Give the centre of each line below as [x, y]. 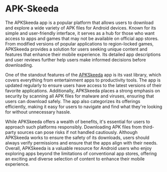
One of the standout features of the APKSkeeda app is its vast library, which [83, 74]
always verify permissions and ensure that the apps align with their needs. [82, 142]
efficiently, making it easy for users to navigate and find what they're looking [84, 106]
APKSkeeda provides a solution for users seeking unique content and [76, 49]
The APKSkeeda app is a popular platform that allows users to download [79, 22]
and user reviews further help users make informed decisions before [76, 59]
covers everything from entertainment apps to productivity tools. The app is [83, 80]
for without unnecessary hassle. [38, 112]
